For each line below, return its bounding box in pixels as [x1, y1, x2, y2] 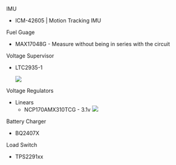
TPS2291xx [15, 153, 44, 160]
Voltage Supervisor [6, 52, 54, 59]
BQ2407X [15, 130, 40, 136]
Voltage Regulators [6, 87, 54, 94]
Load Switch [6, 141, 37, 148]
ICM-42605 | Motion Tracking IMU [15, 17, 102, 24]
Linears [15, 99, 34, 106]
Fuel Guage [6, 29, 35, 36]
